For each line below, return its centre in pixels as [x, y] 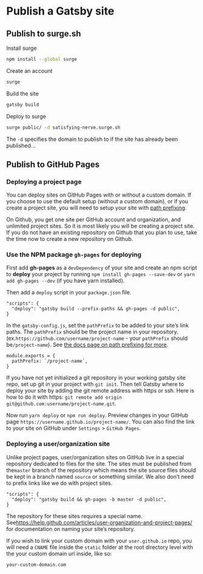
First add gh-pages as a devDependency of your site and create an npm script [102, 268]
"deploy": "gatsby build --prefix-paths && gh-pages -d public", [96, 309]
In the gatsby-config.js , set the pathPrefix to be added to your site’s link [98, 325]
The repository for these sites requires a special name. [75, 516]
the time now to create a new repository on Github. [70, 239]
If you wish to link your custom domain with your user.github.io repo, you [99, 541]
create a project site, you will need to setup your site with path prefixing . [96, 208]
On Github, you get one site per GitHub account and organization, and [93, 220]
